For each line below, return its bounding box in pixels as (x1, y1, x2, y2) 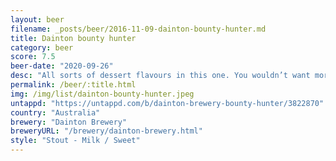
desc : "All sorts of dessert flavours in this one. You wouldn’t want (10, 71, 311, 81)
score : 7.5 (10, 52, 56, 62)
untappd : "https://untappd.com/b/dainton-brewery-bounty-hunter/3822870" (10, 98, 325, 108)
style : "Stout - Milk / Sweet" (10, 136, 141, 146)
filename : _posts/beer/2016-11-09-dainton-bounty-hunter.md (10, 24, 267, 34)
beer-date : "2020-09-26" (10, 61, 114, 71)
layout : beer (10, 14, 65, 25)
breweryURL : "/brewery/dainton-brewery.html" (10, 126, 203, 136)
